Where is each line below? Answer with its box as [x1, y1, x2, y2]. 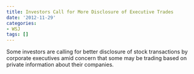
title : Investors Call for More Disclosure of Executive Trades [6, 8, 174, 15]
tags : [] [6, 32, 29, 38]
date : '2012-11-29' [6, 15, 56, 21]
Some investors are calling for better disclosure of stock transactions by [6, 48, 188, 55]
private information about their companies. [6, 61, 114, 69]
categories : [6, 20, 37, 26]
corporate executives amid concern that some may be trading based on [6, 55, 187, 62]
